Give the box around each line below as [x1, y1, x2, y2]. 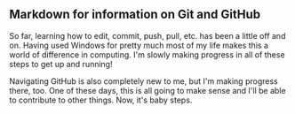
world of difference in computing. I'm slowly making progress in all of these [9, 49, 286, 60]
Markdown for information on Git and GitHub [9, 7, 261, 22]
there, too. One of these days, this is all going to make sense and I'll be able [9, 85, 286, 95]
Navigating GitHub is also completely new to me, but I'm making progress [9, 75, 278, 87]
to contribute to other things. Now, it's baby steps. [9, 95, 193, 105]
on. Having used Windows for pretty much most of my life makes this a [9, 40, 269, 50]
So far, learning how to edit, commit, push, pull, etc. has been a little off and [9, 30, 286, 41]
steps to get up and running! [9, 58, 113, 69]
